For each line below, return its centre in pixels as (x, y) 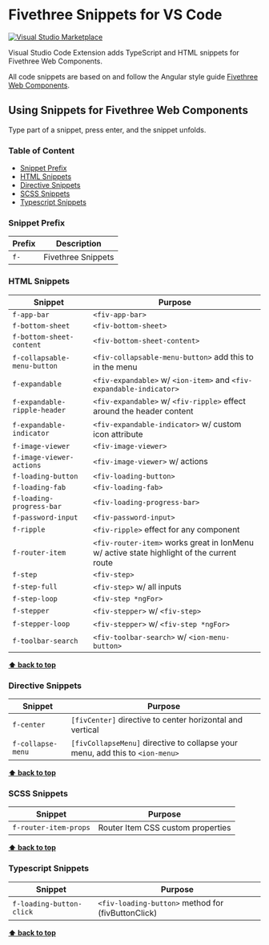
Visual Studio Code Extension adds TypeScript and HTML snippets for (124, 52)
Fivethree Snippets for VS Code (115, 15)
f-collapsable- (41, 358)
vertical (85, 730)
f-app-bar (31, 314)
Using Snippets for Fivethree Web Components (128, 110)
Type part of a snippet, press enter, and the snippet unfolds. (107, 129)
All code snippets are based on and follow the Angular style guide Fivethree (133, 76)
